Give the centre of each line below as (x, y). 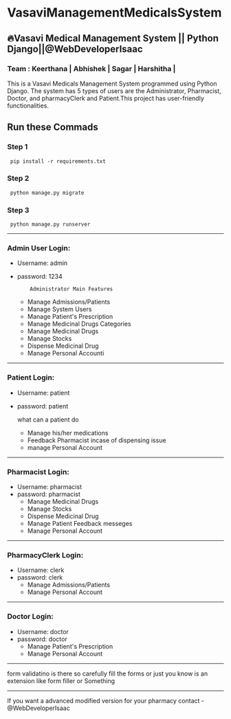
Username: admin (42, 263)
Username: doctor (43, 631)
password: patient (43, 406)
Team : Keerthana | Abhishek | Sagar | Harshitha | (91, 68)
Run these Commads (53, 127)
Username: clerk (41, 570)
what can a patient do (48, 420)
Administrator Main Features (71, 289)
